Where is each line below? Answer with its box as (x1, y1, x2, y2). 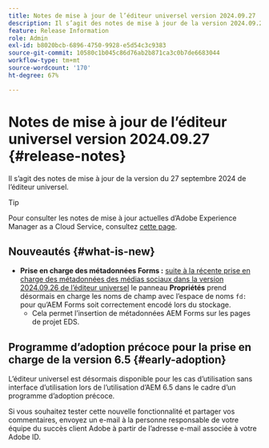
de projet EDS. (31, 317, 80, 327)
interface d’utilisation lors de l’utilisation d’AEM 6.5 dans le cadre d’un (8, 382, 236, 393)
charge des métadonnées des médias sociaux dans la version (19, 274, 224, 285)
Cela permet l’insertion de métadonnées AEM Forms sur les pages (31, 309, 251, 318)
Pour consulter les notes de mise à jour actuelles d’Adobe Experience (8, 213, 237, 223)
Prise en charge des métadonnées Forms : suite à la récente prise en (19, 266, 251, 276)
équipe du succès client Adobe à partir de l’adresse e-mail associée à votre (8, 424, 258, 434)
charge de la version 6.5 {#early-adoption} (8, 353, 227, 366)
